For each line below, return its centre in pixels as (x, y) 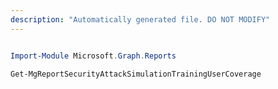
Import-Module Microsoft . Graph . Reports (93, 56)
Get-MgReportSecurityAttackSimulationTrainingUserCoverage (136, 74)
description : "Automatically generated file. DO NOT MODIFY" (140, 19)
